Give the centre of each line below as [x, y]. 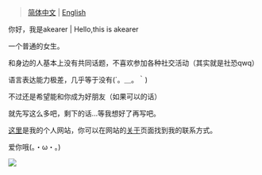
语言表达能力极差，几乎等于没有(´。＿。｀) [78, 80]
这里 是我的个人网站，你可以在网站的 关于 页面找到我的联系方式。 [112, 130]
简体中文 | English [57, 12]
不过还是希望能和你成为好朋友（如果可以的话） [85, 97]
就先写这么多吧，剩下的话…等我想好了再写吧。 [85, 113]
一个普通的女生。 [36, 46]
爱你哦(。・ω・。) [35, 147]
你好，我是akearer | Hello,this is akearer [73, 29]
